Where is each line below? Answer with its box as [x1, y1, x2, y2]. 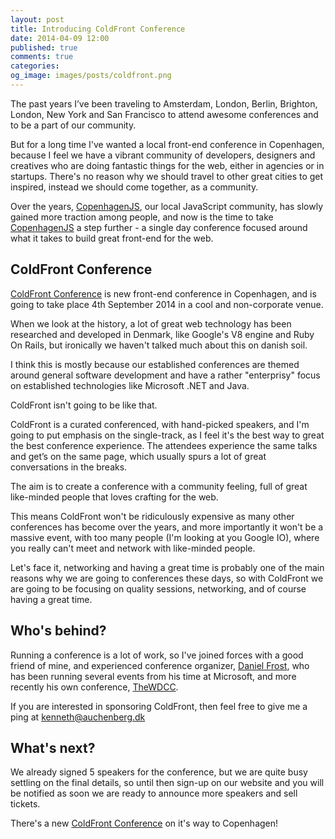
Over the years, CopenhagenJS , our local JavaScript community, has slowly [10, 200, 324, 212]
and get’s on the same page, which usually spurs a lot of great [10, 450, 267, 462]
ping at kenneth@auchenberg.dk [10, 711, 146, 723]
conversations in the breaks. [10, 461, 128, 473]
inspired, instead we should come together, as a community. [10, 181, 259, 193]
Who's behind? [10, 622, 107, 640]
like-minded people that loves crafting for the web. [10, 491, 219, 503]
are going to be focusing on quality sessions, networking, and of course [10, 582, 307, 595]
